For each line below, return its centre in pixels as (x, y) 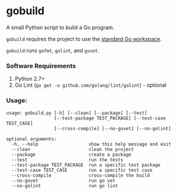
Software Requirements (41, 65)
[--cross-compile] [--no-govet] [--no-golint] (112, 128)
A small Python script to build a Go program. (60, 27)
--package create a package (72, 155)
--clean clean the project (73, 149)
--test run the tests (67, 160)
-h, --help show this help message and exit (91, 144)
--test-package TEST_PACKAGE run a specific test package (86, 165)
